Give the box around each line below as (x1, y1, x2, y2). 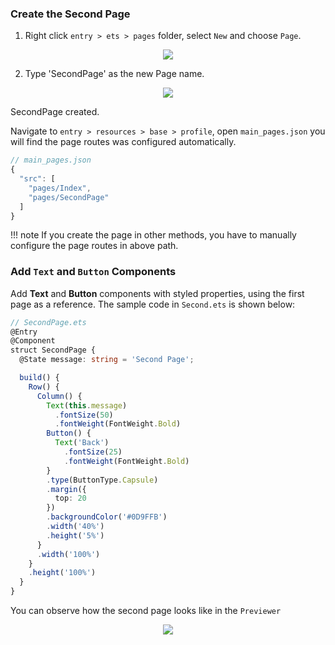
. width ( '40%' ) (46, 522, 105, 532)
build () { (19, 373, 60, 383)
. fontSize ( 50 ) (54, 410, 114, 420)
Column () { (36, 391, 83, 401)
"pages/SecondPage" (28, 192, 110, 202)
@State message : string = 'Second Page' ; (19, 355, 195, 365)
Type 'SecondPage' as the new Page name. (24, 68, 205, 80)
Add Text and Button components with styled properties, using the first (10, 287, 305, 299)
